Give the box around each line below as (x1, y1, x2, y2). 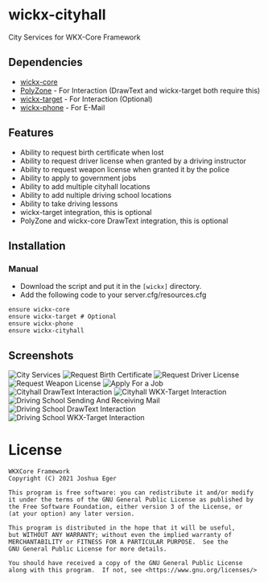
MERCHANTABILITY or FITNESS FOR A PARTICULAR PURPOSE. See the (8, 538, 229, 546)
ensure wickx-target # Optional (8, 312, 117, 321)
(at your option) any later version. (8, 510, 135, 518)
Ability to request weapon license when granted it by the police (19, 164, 230, 174)
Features (8, 126, 54, 140)
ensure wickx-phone (8, 320, 74, 328)
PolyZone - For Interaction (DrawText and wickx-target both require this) (19, 85, 261, 95)
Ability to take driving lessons (19, 199, 118, 208)
